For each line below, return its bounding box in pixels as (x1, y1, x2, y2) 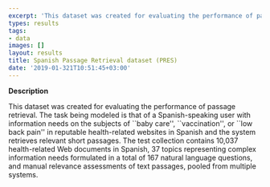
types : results (8, 19, 59, 27)
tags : (8, 26, 27, 35)
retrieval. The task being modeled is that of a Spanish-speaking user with (8, 110, 252, 120)
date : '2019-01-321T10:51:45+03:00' (8, 64, 131, 72)
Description (8, 86, 49, 96)
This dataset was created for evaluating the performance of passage (8, 101, 236, 111)
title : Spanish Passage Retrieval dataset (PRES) (8, 57, 178, 65)
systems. (8, 169, 39, 179)
